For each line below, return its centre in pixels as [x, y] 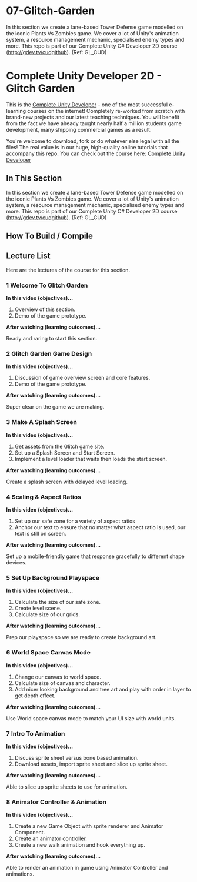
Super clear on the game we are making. [55, 407]
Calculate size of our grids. [47, 614]
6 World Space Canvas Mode [49, 653]
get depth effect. [35, 696]
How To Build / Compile [49, 236]
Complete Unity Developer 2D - [84, 76]
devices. [16, 563]
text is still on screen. [40, 534]
